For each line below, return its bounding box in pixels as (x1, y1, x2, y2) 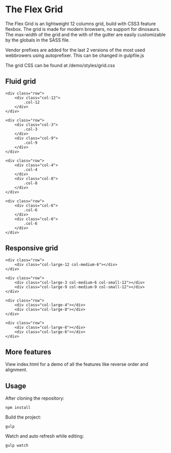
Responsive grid (5, 244, 58, 252)
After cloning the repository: (5, 395, 65, 401)
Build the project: (5, 414, 41, 420)
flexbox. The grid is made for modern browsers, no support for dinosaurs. (5, 26, 161, 32)
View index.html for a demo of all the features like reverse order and (5, 361, 149, 367)
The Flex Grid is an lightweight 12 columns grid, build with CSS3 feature (5, 21, 156, 27)
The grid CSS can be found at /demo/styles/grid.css (5, 62, 115, 68)
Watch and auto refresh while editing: (5, 433, 84, 439)
